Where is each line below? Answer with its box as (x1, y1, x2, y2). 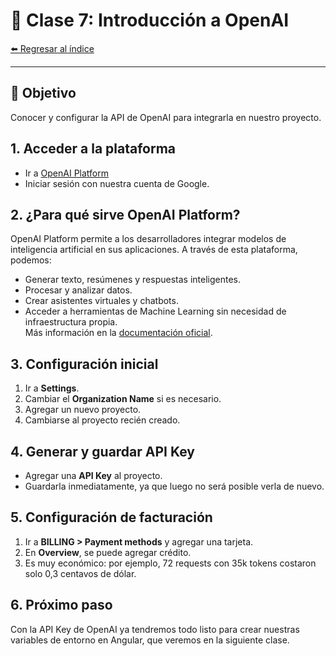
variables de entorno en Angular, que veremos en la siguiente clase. (10, 634, 290, 646)
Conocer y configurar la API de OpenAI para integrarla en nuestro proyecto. (10, 111, 322, 123)
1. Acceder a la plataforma (10, 140, 177, 158)
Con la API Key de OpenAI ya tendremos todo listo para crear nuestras (10, 623, 300, 635)
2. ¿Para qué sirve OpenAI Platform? (10, 206, 241, 223)
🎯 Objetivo (10, 85, 77, 102)
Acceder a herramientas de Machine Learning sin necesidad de (24, 305, 287, 318)
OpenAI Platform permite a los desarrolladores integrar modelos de (10, 233, 287, 245)
